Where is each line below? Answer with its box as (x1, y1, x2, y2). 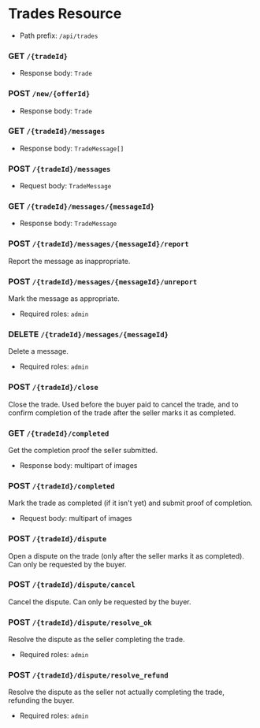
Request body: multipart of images (19, 514, 132, 523)
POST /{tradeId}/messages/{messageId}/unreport (8, 276, 198, 287)
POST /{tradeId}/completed (8, 480, 116, 491)
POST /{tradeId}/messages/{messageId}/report (8, 238, 189, 249)
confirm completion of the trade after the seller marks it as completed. (8, 407, 236, 418)
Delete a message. (8, 347, 69, 356)
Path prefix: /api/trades (19, 31, 98, 40)
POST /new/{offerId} (8, 88, 91, 99)
